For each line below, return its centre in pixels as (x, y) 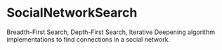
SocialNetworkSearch (72, 13)
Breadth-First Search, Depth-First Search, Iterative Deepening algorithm (111, 32)
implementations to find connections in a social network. (88, 39)
